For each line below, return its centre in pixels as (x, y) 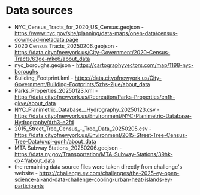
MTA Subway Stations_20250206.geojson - (68, 148)
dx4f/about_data (34, 160)
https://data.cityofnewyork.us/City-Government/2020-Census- (92, 52)
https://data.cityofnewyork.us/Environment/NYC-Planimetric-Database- (103, 116)
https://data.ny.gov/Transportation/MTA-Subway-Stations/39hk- (93, 154)
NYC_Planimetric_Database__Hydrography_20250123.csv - (87, 109)
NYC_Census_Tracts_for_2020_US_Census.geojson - (79, 27)
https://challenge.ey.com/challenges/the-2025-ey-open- (109, 173)
